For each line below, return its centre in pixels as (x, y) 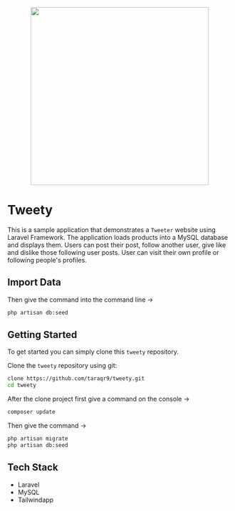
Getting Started (42, 335)
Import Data (35, 282)
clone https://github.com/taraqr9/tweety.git (76, 379)
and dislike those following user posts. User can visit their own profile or (113, 252)
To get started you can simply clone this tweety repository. (93, 352)
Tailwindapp (36, 500)
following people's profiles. (47, 260)
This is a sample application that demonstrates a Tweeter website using (111, 230)
